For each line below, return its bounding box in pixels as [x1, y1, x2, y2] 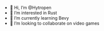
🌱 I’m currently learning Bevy [9, 15, 69, 21]
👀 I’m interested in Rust [9, 10, 57, 16]
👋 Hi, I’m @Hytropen [9, 5, 52, 10]
